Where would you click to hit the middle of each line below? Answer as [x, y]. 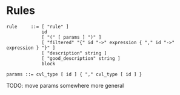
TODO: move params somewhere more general [65, 85]
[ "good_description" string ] [81, 58]
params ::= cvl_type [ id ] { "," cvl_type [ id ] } [74, 74]
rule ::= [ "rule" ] [38, 27]
